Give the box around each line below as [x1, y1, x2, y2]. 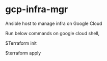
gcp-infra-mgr [5, 4, 68, 15]
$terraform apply [5, 50, 41, 56]
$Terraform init [5, 40, 37, 46]
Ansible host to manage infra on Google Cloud [5, 20, 102, 26]
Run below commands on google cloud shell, [5, 30, 100, 36]
